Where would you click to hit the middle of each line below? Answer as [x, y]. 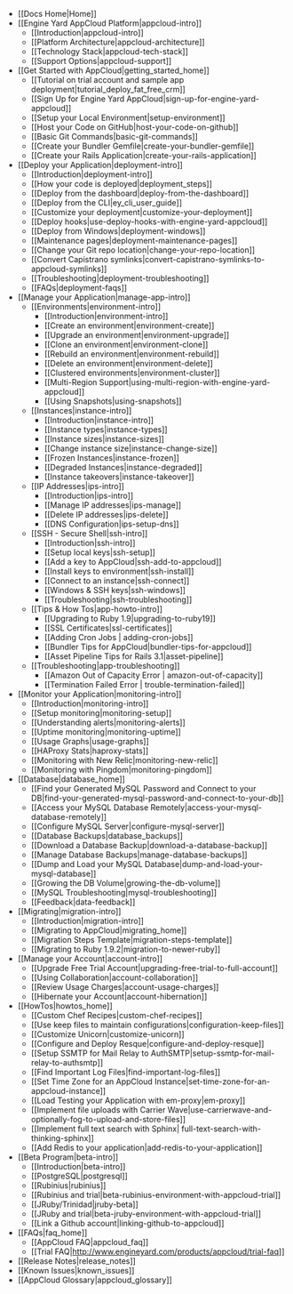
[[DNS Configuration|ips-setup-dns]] [111, 524]
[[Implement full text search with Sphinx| [105, 1129]
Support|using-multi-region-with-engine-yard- [185, 382]
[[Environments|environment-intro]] [96, 306]
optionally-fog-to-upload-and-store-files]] [108, 1119]
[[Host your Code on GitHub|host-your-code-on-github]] [135, 127]
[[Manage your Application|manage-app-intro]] [104, 297]
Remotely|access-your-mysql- [206, 808]
